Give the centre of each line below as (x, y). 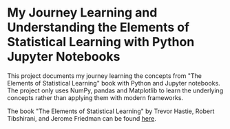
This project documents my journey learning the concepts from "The (104, 76)
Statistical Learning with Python (101, 42)
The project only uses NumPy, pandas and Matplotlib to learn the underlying (115, 90)
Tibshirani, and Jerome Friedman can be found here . (82, 118)
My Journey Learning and (82, 13)
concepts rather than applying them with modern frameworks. (95, 97)
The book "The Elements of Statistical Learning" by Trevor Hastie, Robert (111, 111)
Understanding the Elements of (98, 27)
